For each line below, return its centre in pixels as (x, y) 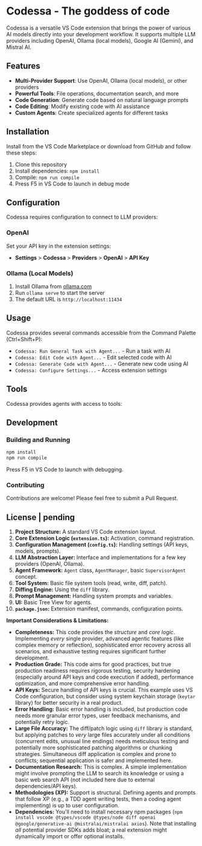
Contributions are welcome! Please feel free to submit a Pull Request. (92, 498)
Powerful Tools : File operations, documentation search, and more (97, 93)
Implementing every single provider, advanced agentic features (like (99, 639)
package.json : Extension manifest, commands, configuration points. (99, 609)
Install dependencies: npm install (57, 171)
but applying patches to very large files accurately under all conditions (103, 735)
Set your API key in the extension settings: (59, 246)
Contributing (25, 485)
